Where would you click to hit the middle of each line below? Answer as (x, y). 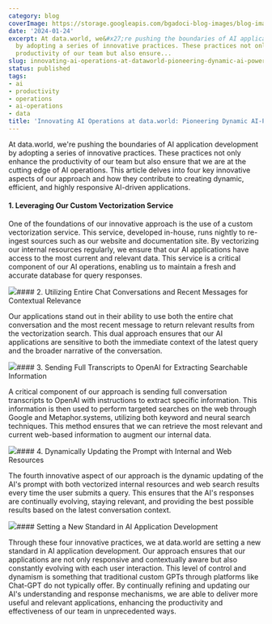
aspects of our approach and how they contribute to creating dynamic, (126, 178)
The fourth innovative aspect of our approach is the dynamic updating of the (136, 476)
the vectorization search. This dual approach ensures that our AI (116, 333)
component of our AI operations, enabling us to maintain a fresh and (122, 267)
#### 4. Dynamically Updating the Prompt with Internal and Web (124, 452)
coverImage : (28, 23)
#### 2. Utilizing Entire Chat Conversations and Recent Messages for (132, 292)
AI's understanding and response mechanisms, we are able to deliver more (133, 594)
